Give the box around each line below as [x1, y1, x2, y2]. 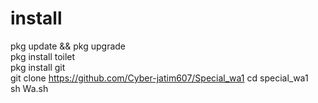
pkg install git [10, 61, 66, 73]
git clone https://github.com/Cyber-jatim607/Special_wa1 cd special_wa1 [10, 72, 309, 84]
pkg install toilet [10, 50, 76, 62]
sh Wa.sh [10, 82, 49, 94]
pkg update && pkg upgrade [10, 40, 127, 52]
